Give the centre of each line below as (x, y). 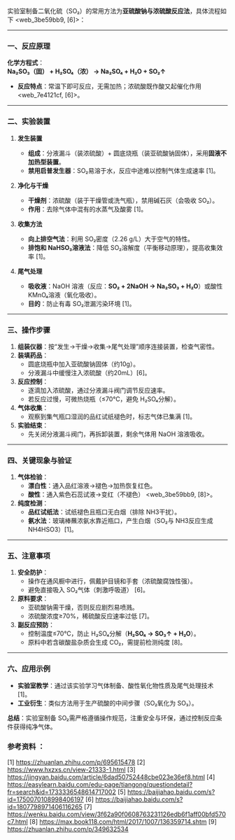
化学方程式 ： (26, 63)
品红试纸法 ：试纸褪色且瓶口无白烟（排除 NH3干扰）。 (104, 512)
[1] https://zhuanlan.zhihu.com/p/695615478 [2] (76, 762)
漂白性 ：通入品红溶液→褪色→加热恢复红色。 (92, 486)
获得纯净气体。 (35, 727)
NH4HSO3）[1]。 (53, 530)
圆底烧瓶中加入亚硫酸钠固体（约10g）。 (84, 364)
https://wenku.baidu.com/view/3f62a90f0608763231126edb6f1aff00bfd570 (116, 814)
